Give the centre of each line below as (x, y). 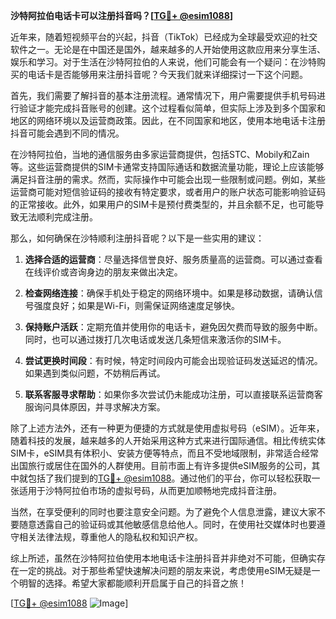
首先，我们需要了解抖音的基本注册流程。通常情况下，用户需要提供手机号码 (163, 95)
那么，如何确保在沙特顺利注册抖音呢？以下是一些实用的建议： (137, 238)
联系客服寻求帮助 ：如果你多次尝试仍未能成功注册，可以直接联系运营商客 (173, 394)
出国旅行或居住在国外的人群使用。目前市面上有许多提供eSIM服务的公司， (161, 465)
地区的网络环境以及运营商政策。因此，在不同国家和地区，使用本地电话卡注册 (168, 120)
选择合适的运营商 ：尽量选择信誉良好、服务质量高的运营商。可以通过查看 (173, 259)
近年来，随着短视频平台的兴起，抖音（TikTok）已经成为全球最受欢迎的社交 (164, 37)
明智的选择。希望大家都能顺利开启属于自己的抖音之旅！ (132, 583)
